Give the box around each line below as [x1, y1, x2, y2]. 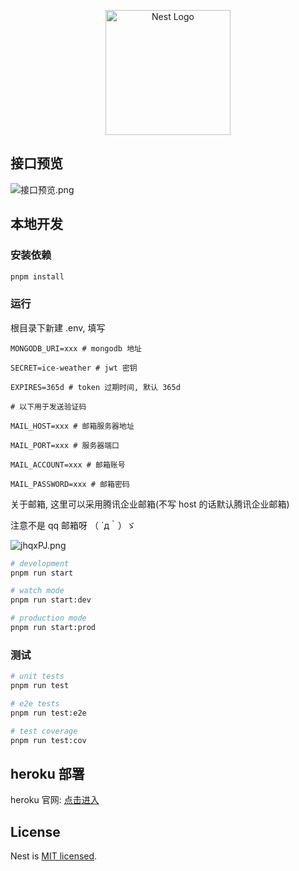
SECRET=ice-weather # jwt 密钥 [10, 363, 138, 373]
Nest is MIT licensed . [10, 850, 98, 862]
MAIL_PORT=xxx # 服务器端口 [10, 440, 120, 450]
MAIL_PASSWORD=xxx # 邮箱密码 [10, 479, 130, 489]
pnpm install [10, 271, 65, 282]
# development [10, 558, 70, 569]
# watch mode [10, 586, 65, 596]
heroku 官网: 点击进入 [10, 794, 100, 806]
